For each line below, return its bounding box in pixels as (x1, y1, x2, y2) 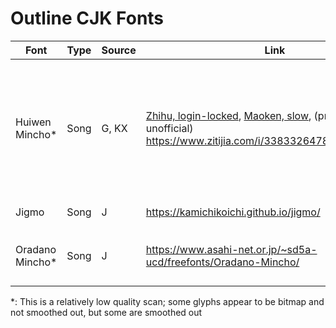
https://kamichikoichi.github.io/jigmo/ (145, 205, 321, 219)
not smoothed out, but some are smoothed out (10, 306, 203, 318)
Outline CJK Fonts (10, 7, 165, 30)
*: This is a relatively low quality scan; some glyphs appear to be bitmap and (10, 295, 325, 307)
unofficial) (145, 121, 194, 135)
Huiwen (15, 115, 52, 129)
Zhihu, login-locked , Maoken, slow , (145, 108, 312, 122)
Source (101, 43, 137, 57)
